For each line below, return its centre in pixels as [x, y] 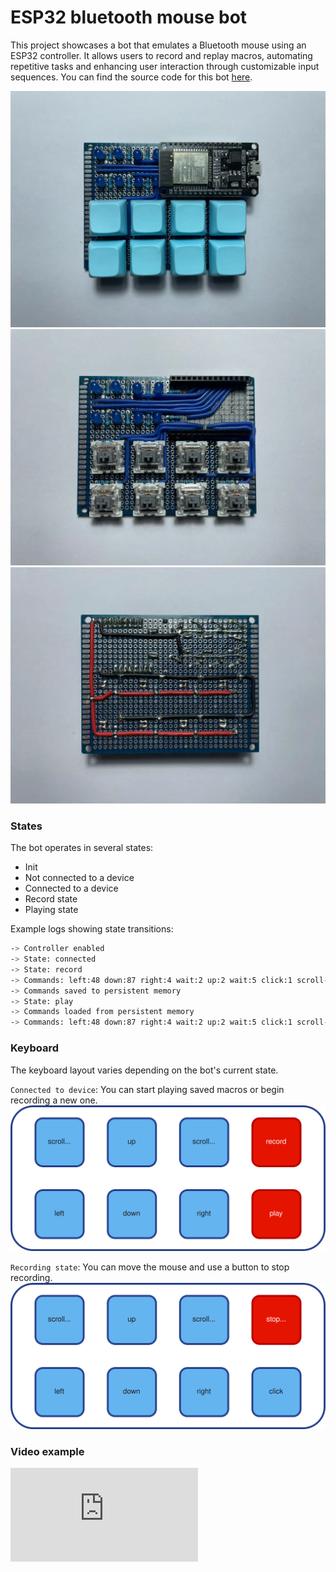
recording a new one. [54, 1100]
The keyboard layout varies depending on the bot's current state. [144, 1070]
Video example [47, 1452]
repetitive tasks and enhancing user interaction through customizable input [165, 66]
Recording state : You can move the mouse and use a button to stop [150, 1267]
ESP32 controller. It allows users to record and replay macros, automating [161, 55]
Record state [51, 899]
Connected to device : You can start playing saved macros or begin [147, 1089]
